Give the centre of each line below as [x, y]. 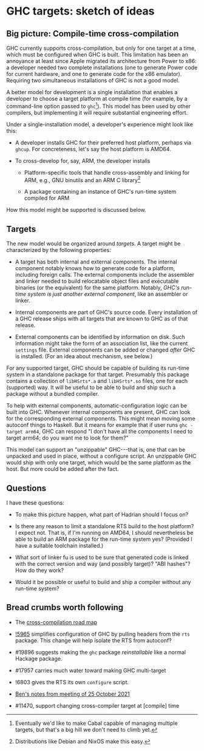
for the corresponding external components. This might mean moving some [101, 419]
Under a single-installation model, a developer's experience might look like [100, 124]
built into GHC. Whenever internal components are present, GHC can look [98, 412]
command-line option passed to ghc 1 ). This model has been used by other [99, 106]
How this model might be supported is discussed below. [76, 210]
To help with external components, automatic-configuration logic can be [97, 406]
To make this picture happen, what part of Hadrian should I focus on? [102, 514]
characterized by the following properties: [59, 250]
